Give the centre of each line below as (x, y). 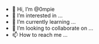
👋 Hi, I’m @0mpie (33, 9)
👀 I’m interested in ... (37, 15)
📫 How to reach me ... (40, 35)
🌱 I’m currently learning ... (44, 22)
